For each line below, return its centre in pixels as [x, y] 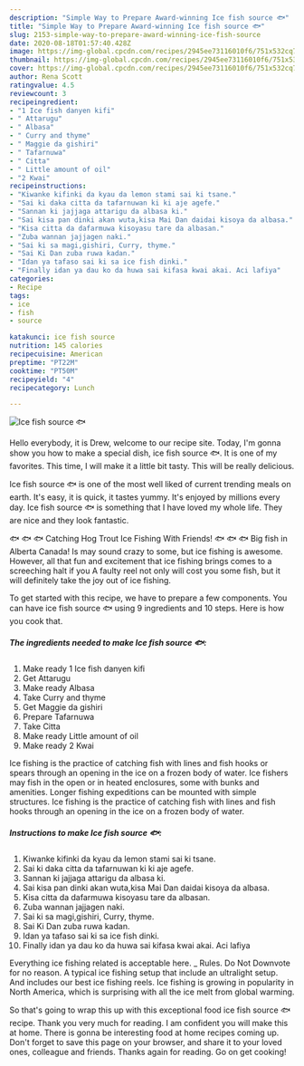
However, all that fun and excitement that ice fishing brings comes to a [141, 562]
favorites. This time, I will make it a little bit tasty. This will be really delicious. [152, 466]
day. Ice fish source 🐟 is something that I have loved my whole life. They [146, 507]
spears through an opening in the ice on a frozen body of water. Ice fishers [149, 773]
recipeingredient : [44, 102]
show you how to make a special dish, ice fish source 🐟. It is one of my [143, 453]
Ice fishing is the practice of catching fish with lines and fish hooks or [139, 763]
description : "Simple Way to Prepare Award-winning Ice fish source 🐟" [149, 18]
